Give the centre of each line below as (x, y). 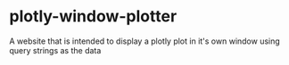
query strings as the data (55, 50)
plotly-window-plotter (93, 16)
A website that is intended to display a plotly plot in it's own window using (145, 41)
